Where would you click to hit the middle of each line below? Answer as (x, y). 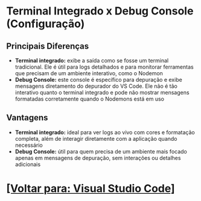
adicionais (28, 164)
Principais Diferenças (48, 46)
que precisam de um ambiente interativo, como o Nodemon (89, 73)
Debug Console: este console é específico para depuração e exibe (98, 80)
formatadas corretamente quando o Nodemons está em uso (90, 99)
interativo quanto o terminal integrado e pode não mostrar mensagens (102, 92)
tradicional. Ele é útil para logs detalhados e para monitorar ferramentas (104, 67)
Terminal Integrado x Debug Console (100, 11)
